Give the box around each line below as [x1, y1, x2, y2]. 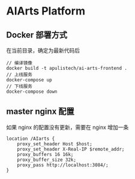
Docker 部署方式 [6, 30, 68, 40]
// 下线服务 [6, 83, 33, 89]
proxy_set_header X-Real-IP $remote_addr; [17, 146, 125, 152]
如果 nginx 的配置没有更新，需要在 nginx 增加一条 [6, 124, 129, 131]
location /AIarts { [6, 136, 55, 142]
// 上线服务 [6, 72, 33, 78]
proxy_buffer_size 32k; [17, 157, 77, 163]
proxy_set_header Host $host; [17, 140, 93, 147]
